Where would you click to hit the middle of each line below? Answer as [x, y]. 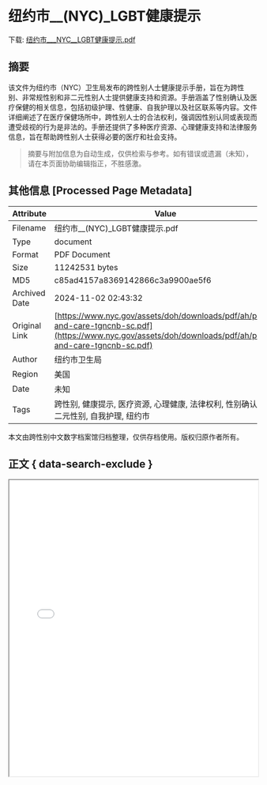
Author [25, 359]
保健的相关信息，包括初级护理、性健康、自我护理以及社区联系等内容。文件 [136, 107]
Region [25, 374]
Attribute [30, 213]
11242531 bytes [86, 267]
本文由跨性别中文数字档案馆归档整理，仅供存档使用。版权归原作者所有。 [126, 437]
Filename [29, 227]
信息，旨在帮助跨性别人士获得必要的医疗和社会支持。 [95, 137]
